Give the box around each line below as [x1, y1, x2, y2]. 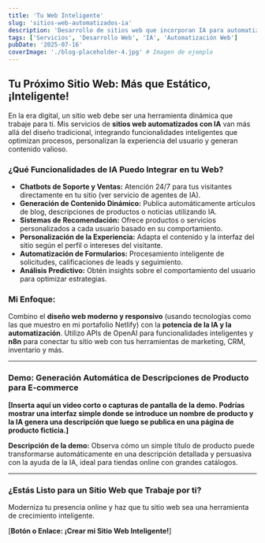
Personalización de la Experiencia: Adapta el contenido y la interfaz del [19, 232, 255, 242]
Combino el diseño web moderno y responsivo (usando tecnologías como [8, 312, 252, 321]
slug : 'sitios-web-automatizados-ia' [8, 19, 132, 27]
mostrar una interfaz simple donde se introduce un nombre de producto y [8, 408, 254, 418]
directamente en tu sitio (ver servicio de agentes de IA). [19, 190, 201, 200]
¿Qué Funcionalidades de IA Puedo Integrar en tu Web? [8, 163, 224, 174]
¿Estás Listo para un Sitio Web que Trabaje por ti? [8, 485, 202, 496]
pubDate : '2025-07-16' [8, 41, 83, 49]
